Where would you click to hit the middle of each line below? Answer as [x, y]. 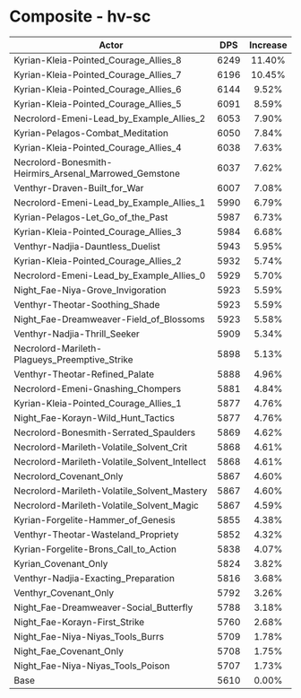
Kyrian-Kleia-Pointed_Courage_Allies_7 [98, 74]
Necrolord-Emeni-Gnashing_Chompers [98, 388]
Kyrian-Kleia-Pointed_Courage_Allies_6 [98, 89]
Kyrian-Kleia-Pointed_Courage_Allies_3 [98, 231]
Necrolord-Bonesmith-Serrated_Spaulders [105, 432]
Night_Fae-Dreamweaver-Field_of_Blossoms [109, 318]
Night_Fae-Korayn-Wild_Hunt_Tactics [94, 417]
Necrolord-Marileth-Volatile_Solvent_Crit [101, 447]
